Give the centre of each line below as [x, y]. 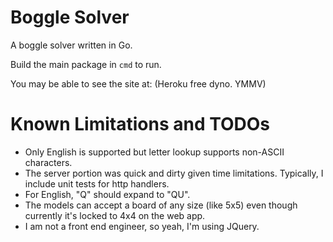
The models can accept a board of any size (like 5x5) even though [161, 205]
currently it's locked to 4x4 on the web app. [115, 215]
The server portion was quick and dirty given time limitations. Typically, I [174, 173]
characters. [48, 162]
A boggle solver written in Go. [71, 45]
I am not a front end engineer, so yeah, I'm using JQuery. [142, 226]
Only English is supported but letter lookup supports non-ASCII [154, 152]
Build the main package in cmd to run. [86, 64]
